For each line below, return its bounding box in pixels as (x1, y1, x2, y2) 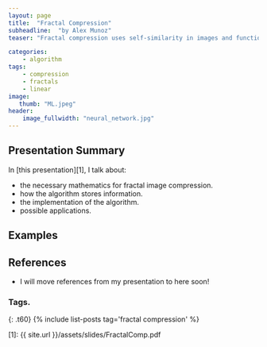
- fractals (22, 77, 59, 86)
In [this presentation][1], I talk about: (8, 164, 127, 175)
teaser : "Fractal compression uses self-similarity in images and (8, 33, 233, 42)
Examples (8, 229, 58, 242)
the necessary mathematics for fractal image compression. (19, 180, 213, 190)
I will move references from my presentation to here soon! (19, 277, 210, 287)
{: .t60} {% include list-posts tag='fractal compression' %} (8, 314, 200, 324)
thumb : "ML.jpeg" (18, 100, 77, 108)
